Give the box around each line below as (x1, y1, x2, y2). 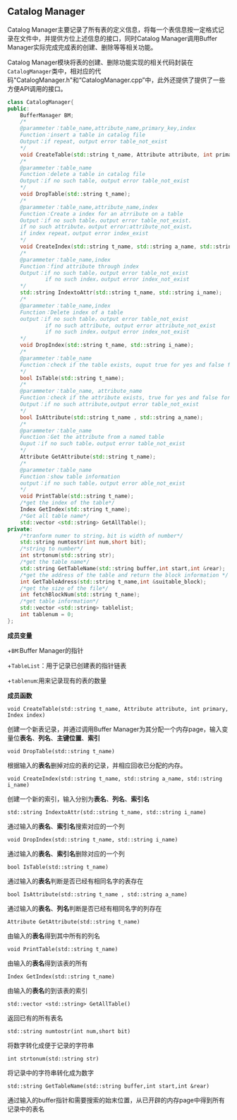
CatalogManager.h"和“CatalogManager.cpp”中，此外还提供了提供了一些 (16, 76, 226, 84)
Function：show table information (20, 473, 121, 480)
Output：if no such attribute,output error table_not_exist (20, 401, 200, 408)
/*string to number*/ (20, 546, 83, 553)
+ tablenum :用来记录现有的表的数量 (7, 676, 107, 685)
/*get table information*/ (20, 598, 99, 605)
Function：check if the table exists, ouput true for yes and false (20, 361, 224, 368)
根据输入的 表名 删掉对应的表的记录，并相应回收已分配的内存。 (7, 761, 187, 770)
